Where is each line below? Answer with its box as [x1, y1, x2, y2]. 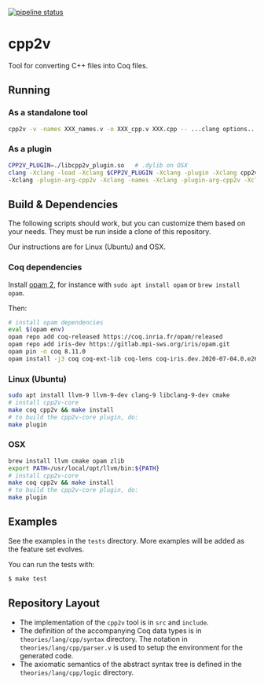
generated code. [19, 650, 74, 660]
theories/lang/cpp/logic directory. [19, 668, 134, 677]
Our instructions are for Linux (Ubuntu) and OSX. [8, 242, 167, 251]
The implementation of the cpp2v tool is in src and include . [19, 617, 210, 627]
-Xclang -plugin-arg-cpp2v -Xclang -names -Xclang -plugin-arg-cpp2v [8, 176, 241, 184]
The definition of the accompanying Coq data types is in [19, 625, 202, 636]
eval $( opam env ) [8, 326, 65, 334]
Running [8, 83, 51, 97]
